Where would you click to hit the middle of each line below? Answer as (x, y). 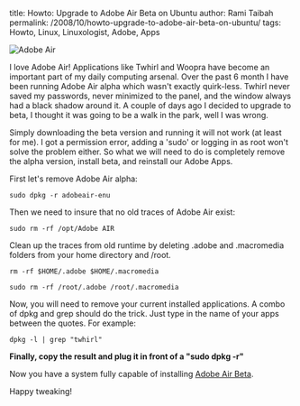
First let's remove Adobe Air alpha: (73, 179)
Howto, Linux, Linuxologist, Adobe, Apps (85, 32)
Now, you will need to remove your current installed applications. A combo (147, 304)
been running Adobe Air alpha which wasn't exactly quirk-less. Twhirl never (150, 86)
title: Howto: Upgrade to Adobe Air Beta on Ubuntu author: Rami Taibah (141, 13)
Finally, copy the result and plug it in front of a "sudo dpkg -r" (127, 356)
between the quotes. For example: (73, 323)
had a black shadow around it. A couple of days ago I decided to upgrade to (150, 106)
